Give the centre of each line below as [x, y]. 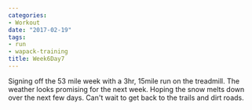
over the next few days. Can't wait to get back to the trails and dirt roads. [126, 98]
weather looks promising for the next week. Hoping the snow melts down [126, 89]
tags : [17, 37]
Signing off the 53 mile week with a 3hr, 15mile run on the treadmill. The [124, 81]
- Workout [24, 23]
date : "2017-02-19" [40, 30]
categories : [27, 15]
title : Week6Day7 [37, 59]
